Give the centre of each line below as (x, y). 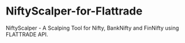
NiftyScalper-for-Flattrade (74, 11)
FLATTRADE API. (27, 34)
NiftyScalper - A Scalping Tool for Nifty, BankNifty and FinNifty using (92, 28)
